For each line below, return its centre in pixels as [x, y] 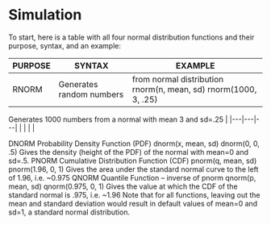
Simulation [45, 15]
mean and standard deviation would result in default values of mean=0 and [133, 203]
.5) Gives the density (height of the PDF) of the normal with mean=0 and [128, 152]
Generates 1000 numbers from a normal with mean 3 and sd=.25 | [118, 119]
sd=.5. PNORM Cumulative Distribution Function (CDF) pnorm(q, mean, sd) [133, 160]
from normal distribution [178, 79]
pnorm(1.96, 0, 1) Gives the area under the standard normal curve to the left [133, 169]
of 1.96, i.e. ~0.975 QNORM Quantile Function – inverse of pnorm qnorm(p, [132, 177]
